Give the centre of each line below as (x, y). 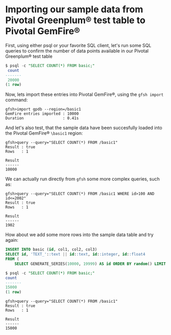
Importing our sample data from (74, 9)
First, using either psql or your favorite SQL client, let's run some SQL (78, 45)
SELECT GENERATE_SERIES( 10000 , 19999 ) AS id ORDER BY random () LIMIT (90, 264)
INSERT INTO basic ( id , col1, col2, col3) (51, 249)
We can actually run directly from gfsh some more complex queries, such (83, 179)
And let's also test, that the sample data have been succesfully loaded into (84, 128)
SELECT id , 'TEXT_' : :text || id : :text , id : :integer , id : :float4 (75, 255)
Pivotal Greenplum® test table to (76, 20)
